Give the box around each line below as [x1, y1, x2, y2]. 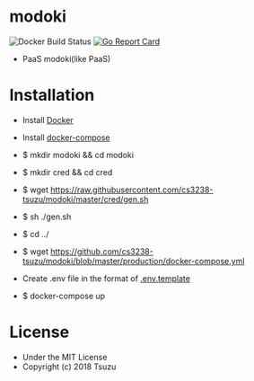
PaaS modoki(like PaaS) [22, 53, 111, 64]
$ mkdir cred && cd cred [22, 166, 113, 177]
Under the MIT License [22, 351, 108, 362]
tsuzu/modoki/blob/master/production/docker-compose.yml [22, 255, 245, 266]
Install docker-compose [22, 132, 110, 143]
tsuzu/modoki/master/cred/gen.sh [22, 193, 149, 204]
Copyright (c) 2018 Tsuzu [22, 361, 117, 372]
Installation [9, 85, 95, 105]
